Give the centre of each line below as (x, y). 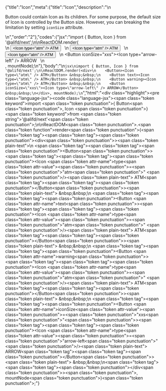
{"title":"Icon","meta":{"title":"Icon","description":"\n (58, 7)
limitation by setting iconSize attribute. (45, 27)
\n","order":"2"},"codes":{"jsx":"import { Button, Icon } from (66, 37)
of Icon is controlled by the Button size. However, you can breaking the (78, 22)
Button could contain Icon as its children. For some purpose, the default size (83, 17)
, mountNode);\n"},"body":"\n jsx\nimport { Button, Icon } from (72, 66)
